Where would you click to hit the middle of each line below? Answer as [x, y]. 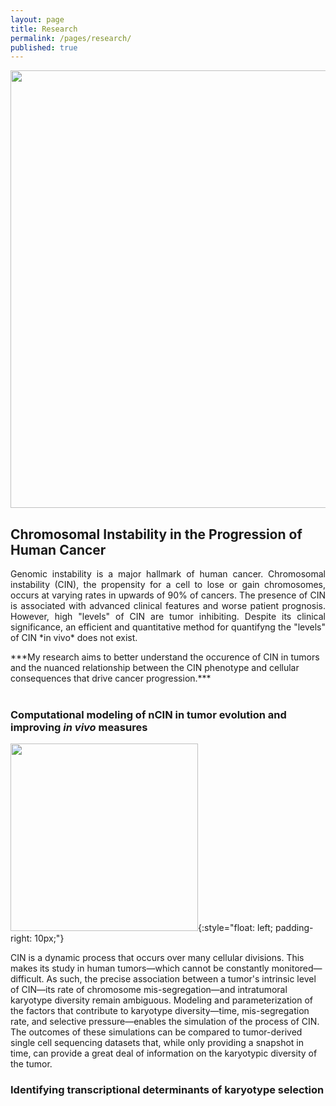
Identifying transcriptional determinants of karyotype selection [167, 1090]
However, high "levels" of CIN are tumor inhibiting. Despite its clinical [168, 617]
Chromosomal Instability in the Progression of [156, 534]
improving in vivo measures [79, 727]
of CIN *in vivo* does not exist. [74, 638]
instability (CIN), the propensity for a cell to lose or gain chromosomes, [168, 585]
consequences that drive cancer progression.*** [111, 678]
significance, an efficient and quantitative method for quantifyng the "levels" [168, 627]
